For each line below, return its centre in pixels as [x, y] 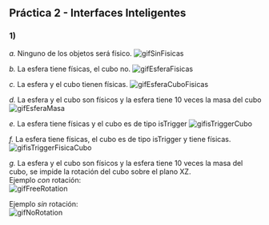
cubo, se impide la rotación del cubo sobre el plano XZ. [100, 172]
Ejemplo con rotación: [45, 180]
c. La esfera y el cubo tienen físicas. [69, 84]
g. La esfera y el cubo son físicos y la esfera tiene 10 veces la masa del [126, 163]
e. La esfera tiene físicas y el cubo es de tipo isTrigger [98, 124]
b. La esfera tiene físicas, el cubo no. [70, 69]
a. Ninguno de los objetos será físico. [71, 53]
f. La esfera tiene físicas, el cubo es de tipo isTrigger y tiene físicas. [120, 139]
